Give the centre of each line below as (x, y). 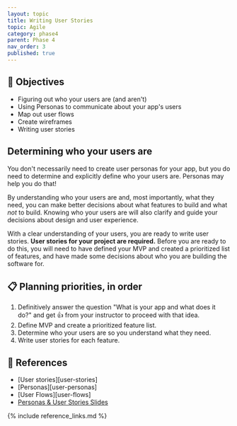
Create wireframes (45, 122)
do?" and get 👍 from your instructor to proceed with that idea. (109, 315)
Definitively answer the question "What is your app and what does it (116, 307)
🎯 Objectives (36, 82)
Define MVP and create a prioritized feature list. (87, 326)
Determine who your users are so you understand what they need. (114, 333)
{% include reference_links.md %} (57, 416)
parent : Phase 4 (31, 40)
